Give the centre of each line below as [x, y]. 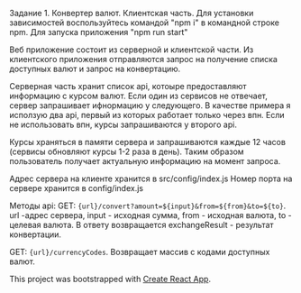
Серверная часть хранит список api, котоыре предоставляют [128, 86]
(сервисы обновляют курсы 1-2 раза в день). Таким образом [127, 151]
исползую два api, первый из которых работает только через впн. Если [147, 115]
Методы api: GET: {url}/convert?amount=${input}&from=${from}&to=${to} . [148, 206]
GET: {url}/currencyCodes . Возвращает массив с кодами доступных [140, 252]
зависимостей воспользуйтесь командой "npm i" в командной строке [144, 23]
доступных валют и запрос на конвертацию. [95, 69]
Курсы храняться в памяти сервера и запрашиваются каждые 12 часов [148, 142]
